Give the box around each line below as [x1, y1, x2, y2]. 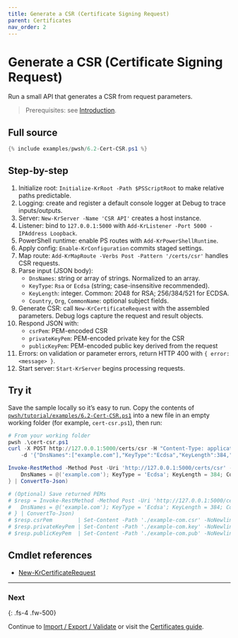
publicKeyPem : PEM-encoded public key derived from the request [28, 341, 218, 350]
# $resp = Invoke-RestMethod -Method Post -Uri [8, 497, 151, 504]
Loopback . [49, 228, 78, 237]
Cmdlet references [8, 550, 93, 562]
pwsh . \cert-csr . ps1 [8, 439, 69, 446]
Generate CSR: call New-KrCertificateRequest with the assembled [18, 303, 210, 312]
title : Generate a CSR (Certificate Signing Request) [8, 10, 170, 18]
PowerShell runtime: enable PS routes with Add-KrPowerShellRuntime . [18, 236, 218, 245]
